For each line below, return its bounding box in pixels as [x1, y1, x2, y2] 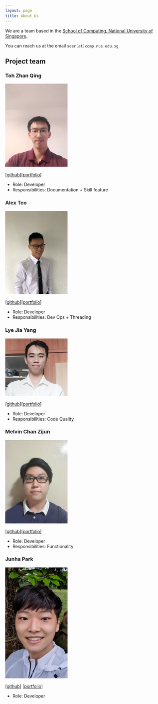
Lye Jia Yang [5, 327, 36, 334]
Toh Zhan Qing [5, 72, 42, 79]
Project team [5, 57, 46, 65]
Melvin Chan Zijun [5, 428, 50, 435]
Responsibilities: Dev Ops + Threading [12, 314, 91, 320]
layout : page [5, 8, 32, 13]
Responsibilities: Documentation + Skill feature [12, 187, 108, 193]
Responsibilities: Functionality [12, 543, 74, 549]
